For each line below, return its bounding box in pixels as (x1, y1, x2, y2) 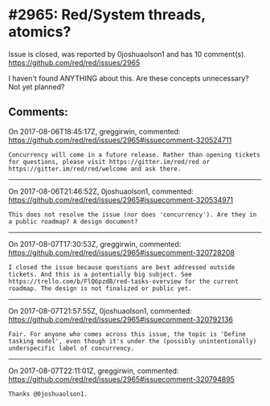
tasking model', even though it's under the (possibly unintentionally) (8, 337, 257, 345)
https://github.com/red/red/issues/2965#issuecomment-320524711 (8, 135, 232, 145)
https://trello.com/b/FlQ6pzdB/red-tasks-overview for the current (8, 277, 239, 285)
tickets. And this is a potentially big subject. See (8, 270, 193, 278)
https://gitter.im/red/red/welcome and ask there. (8, 165, 182, 173)
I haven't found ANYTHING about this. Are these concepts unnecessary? (8, 73, 249, 83)
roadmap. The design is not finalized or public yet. (8, 284, 193, 293)
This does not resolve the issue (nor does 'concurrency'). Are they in (8, 211, 257, 219)
